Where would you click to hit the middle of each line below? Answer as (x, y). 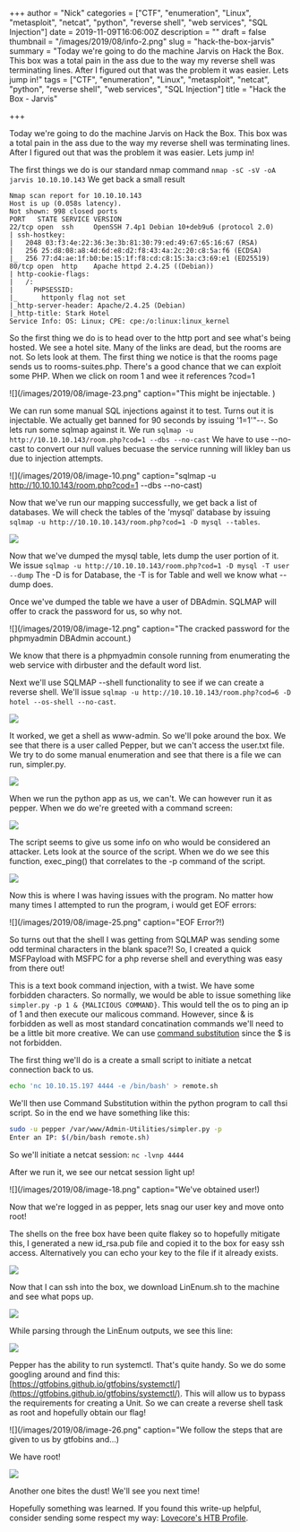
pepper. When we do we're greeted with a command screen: (121, 808)
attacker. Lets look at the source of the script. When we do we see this (140, 852)
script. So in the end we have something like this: (100, 1112)
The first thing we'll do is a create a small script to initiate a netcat (131, 1060)
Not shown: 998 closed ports (64, 212)
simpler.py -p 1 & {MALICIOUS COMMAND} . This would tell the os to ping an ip (149, 1004)
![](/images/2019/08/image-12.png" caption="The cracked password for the (150, 628)
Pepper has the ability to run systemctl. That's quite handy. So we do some (148, 1364)
